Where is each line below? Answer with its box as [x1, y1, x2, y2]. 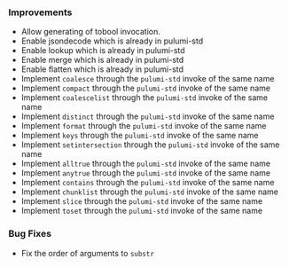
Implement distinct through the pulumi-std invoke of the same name [20, 111, 275, 122]
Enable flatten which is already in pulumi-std [20, 64, 184, 75]
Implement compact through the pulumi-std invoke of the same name [20, 82, 271, 94]
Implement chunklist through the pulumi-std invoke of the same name [20, 186, 278, 197]
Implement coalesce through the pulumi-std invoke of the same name [20, 74, 275, 84]
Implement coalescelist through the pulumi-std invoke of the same [20, 92, 268, 103]
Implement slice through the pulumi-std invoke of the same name [20, 196, 263, 207]
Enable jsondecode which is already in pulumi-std [20, 35, 204, 46]
